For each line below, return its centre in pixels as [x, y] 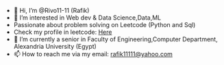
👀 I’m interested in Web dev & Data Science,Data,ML [87, 18]
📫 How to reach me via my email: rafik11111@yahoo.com [93, 54]
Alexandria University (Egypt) [55, 46]
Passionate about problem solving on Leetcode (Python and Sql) [104, 25]
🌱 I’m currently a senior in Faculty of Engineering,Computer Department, [115, 39]
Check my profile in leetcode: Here [63, 32]
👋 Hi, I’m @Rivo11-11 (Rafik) [51, 10]
